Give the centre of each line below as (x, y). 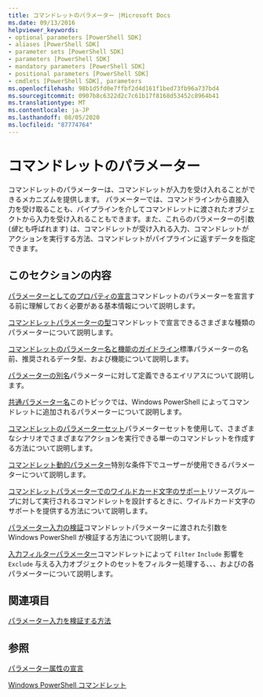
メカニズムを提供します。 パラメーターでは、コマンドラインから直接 (132, 199)
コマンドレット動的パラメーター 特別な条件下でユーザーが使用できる (118, 465)
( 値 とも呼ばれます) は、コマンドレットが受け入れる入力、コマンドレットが (129, 228)
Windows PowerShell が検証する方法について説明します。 (101, 537)
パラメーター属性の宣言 (46, 669)
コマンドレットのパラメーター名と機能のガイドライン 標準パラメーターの (125, 348)
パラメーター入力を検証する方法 (60, 621)
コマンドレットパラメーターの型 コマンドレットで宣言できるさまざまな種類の (132, 322)
